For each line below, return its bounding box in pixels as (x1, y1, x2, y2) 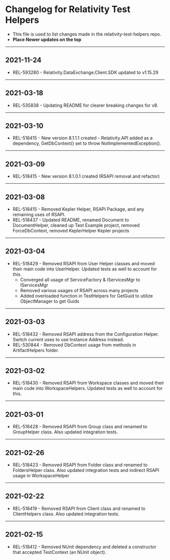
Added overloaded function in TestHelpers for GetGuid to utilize (20, 293, 153, 299)
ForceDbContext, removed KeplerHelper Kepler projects (12, 228, 130, 233)
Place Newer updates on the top (12, 36, 82, 43)
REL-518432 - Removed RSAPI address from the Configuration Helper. (12, 331, 159, 337)
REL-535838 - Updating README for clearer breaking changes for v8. (12, 102, 158, 108)
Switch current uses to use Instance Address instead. (12, 336, 124, 342)
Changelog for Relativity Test (5, 4, 131, 15)
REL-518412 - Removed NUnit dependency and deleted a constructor (12, 543, 157, 550)
